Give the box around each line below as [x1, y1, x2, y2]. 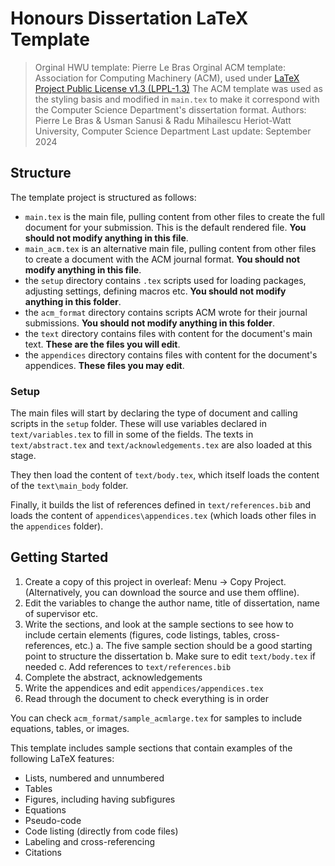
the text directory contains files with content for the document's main [24, 327, 313, 339]
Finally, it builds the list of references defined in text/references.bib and [10, 499, 312, 511]
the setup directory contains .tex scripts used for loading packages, [24, 274, 307, 286]
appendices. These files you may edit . [24, 359, 185, 371]
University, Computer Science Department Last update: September [34, 125, 312, 137]
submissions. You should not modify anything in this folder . [24, 317, 276, 329]
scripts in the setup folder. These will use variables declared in [10, 418, 267, 430]
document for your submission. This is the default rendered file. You [24, 221, 307, 233]
